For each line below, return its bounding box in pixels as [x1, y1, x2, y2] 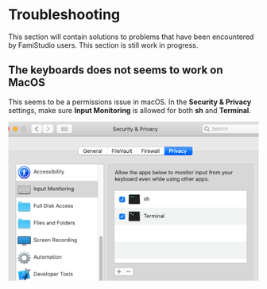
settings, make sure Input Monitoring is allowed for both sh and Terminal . [8, 105, 252, 115]
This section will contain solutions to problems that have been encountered [8, 32, 254, 41]
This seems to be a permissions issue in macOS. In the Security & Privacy [8, 97, 252, 107]
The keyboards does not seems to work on [8, 64, 224, 77]
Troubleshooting [8, 6, 121, 24]
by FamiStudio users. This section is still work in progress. [8, 40, 199, 49]
